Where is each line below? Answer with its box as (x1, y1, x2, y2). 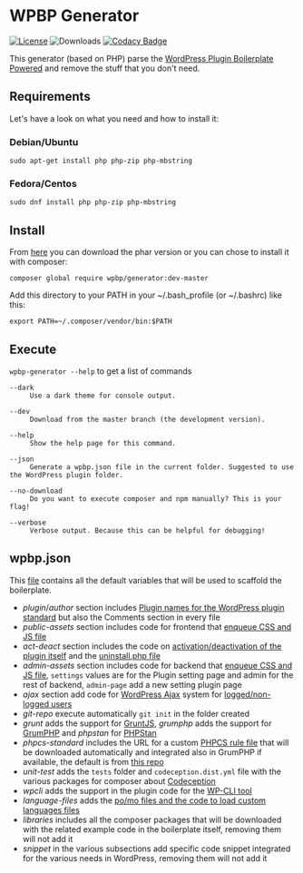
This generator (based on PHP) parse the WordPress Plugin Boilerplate (9, 53, 274, 64)
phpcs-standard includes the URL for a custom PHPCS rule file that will (22, 737, 289, 748)
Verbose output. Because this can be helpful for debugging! (29, 525, 266, 535)
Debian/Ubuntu (9, 135, 79, 148)
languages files (22, 804, 80, 815)
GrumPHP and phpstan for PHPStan (22, 727, 157, 738)
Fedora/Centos (9, 177, 77, 190)
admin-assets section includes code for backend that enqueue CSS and (22, 660, 293, 671)
